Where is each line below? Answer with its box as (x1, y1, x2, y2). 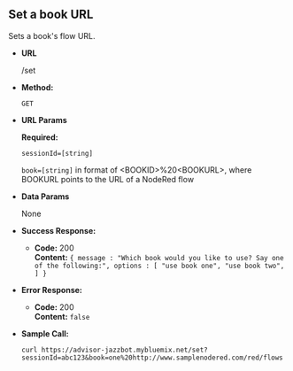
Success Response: (20, 225, 96, 236)
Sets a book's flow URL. (8, 30, 96, 41)
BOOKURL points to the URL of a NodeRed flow (20, 174, 195, 184)
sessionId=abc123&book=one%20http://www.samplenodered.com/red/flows (20, 353, 284, 362)
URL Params (20, 114, 67, 125)
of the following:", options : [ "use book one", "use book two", (34, 261, 285, 270)
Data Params (20, 190, 70, 202)
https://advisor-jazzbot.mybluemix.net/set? (41, 345, 209, 354)
